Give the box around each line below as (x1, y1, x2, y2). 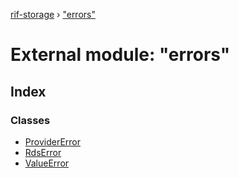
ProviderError (24, 135, 81, 148)
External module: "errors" (10, 44, 231, 66)
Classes (10, 113, 51, 127)
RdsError (24, 146, 62, 158)
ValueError (24, 157, 70, 169)
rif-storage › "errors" (10, 9, 96, 20)
